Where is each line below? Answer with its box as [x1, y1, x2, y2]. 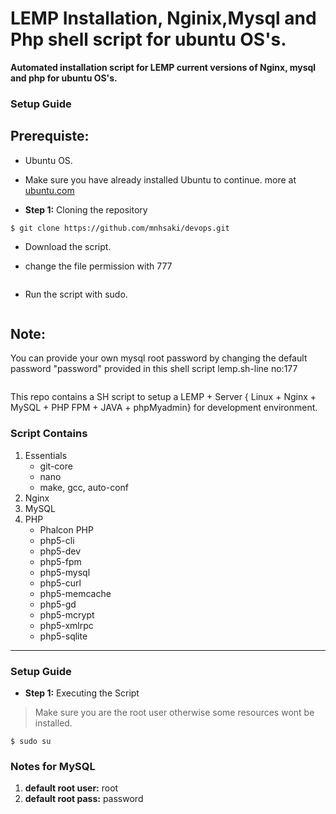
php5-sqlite [39, 630, 88, 642]
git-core [39, 460, 73, 472]
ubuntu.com [24, 184, 75, 196]
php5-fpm [39, 555, 82, 567]
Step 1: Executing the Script [24, 687, 140, 699]
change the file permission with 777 [24, 260, 173, 272]
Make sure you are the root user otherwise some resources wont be [34, 707, 315, 719]
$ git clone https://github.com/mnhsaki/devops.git [10, 223, 230, 233]
